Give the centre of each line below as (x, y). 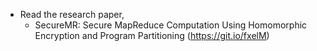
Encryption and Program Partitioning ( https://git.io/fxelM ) (152, 35)
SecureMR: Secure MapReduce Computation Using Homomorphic (171, 25)
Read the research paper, (72, 14)
